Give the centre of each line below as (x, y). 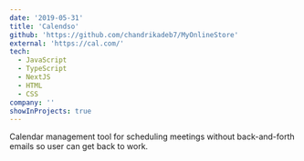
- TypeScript (42, 69)
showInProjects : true (51, 111)
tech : (20, 52)
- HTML (30, 86)
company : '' (32, 102)
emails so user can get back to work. (79, 146)
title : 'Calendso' (44, 26)
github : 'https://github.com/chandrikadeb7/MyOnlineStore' (124, 35)
